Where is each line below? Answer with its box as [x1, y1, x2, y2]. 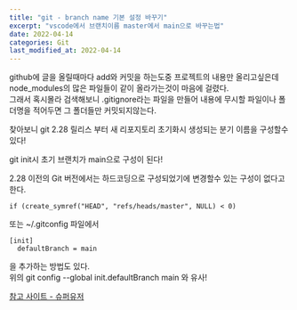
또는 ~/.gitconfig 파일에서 [9, 219, 100, 230]
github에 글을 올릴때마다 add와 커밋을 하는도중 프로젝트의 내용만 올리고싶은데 [9, 72, 279, 83]
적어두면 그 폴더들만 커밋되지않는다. [32, 105, 157, 116]
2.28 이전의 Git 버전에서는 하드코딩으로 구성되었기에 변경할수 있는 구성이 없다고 [9, 173, 285, 184]
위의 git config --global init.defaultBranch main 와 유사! [9, 273, 207, 283]
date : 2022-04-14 [9, 29, 74, 38]
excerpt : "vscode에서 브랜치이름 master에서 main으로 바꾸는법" [9, 21, 225, 30]
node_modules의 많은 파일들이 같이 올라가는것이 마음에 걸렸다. [9, 83, 229, 94]
